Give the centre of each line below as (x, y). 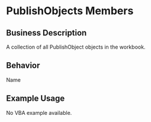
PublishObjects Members (70, 11)
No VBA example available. (39, 113)
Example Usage (36, 99)
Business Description (46, 33)
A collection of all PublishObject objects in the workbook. (76, 47)
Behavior (23, 65)
